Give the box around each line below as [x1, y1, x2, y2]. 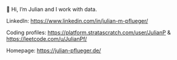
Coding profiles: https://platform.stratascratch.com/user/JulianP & [6, 29, 171, 36]
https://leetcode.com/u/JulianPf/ [6, 35, 87, 42]
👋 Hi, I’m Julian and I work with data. [6, 6, 97, 13]
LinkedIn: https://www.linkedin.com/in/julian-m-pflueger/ [6, 17, 149, 24]
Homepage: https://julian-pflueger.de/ [6, 47, 101, 54]
